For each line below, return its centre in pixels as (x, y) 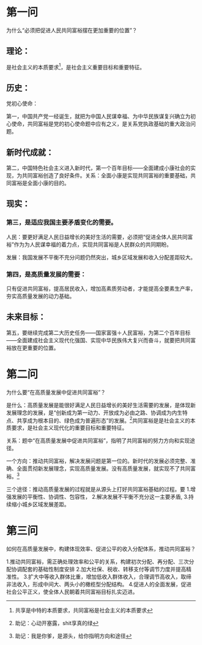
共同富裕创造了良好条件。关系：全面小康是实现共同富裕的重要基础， (106, 176)
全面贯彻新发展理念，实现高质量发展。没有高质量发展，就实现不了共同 (103, 469)
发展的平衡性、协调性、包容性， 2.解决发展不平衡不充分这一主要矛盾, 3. (100, 497)
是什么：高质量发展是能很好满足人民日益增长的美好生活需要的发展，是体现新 (101, 405)
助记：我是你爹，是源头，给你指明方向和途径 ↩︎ (73, 636)
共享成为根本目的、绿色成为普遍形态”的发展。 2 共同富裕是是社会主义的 (103, 420)
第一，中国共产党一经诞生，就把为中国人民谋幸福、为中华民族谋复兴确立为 (98, 116)
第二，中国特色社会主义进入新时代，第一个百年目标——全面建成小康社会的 (98, 168)
